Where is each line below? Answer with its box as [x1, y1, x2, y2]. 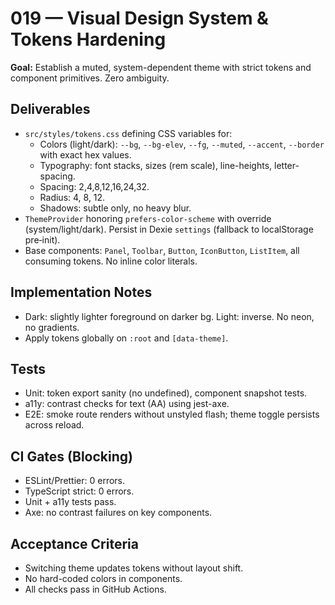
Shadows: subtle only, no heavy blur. [39, 202, 192, 214]
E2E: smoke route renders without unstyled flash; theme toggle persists [24, 408, 320, 421]
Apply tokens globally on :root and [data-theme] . [24, 332, 229, 344]
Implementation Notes [10, 284, 153, 301]
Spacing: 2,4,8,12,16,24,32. [39, 180, 150, 192]
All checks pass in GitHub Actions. [24, 583, 167, 595]
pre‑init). [24, 233, 61, 246]
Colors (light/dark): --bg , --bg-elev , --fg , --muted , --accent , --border [39, 138, 325, 150]
